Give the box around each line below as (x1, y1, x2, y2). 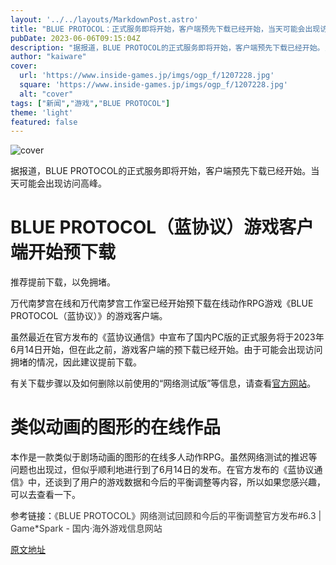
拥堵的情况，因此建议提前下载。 (10, 356, 142, 368)
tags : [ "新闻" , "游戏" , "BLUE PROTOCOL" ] (10, 98, 171, 108)
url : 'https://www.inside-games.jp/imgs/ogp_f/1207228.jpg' (19, 71, 275, 81)
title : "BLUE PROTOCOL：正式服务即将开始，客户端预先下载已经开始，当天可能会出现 (10, 24, 321, 34)
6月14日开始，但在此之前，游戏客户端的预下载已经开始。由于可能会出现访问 (10, 344, 323, 356)
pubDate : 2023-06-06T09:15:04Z (10, 33, 141, 43)
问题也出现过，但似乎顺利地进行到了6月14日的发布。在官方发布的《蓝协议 (10, 464, 315, 476)
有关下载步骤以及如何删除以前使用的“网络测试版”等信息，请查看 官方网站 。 (10, 377, 317, 390)
